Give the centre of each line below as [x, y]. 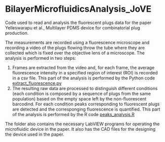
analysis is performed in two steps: [41, 58]
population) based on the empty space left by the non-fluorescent [79, 98]
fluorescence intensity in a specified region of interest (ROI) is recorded [85, 72]
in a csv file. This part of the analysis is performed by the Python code [83, 78]
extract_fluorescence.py [37, 83]
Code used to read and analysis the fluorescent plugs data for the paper [78, 23]
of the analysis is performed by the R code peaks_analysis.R [73, 114]
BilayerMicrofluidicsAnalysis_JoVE [78, 9]
